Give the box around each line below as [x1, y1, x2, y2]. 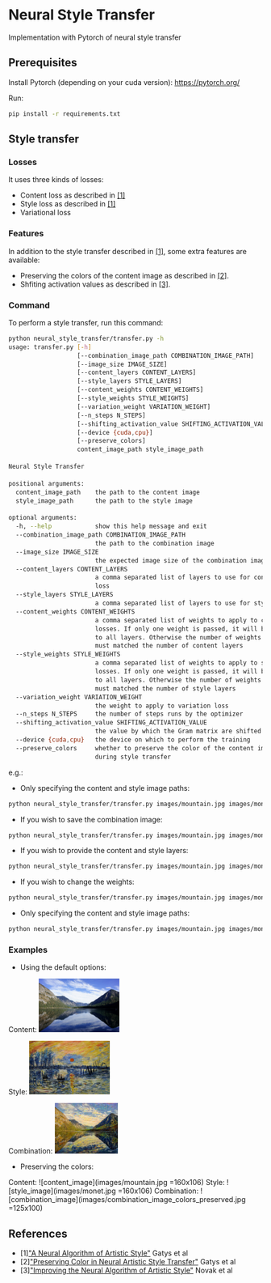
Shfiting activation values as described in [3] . [19, 279, 171, 289]
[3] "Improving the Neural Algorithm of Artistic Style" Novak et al [19, 1265, 233, 1276]
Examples [8, 944, 48, 955]
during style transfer [94, 753, 172, 761]
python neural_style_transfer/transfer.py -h [8, 334, 164, 342]
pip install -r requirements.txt [8, 109, 121, 118]
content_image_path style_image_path [77, 445, 204, 454]
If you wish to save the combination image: [19, 814, 163, 824]
